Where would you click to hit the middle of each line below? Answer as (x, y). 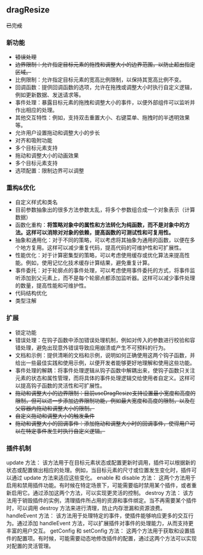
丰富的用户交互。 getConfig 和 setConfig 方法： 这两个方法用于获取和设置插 (101, 531)
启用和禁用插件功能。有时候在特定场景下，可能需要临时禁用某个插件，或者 (99, 485)
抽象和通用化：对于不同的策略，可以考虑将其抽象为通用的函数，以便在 (102, 240)
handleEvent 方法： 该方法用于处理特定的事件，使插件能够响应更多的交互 (97, 516)
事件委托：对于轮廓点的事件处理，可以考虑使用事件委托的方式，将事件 (102, 271)
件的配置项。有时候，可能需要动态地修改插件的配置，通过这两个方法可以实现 (101, 538)
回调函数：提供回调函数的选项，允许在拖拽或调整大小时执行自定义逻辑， (105, 87)
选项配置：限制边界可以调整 (50, 171)
